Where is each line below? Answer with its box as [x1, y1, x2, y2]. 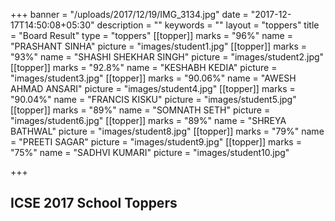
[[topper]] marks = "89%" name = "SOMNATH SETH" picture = [10, 104, 271, 116]
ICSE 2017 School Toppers [10, 195, 178, 212]
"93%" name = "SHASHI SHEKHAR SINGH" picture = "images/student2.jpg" [10, 51, 325, 63]
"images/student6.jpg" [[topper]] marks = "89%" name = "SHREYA [10, 115, 287, 126]
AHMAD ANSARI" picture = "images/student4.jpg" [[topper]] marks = [10, 83, 296, 94]
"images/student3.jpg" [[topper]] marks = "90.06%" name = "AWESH [10, 72, 297, 84]
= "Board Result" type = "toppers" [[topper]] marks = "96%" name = [10, 30, 293, 41]
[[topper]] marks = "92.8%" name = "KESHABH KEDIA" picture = [10, 62, 278, 73]
